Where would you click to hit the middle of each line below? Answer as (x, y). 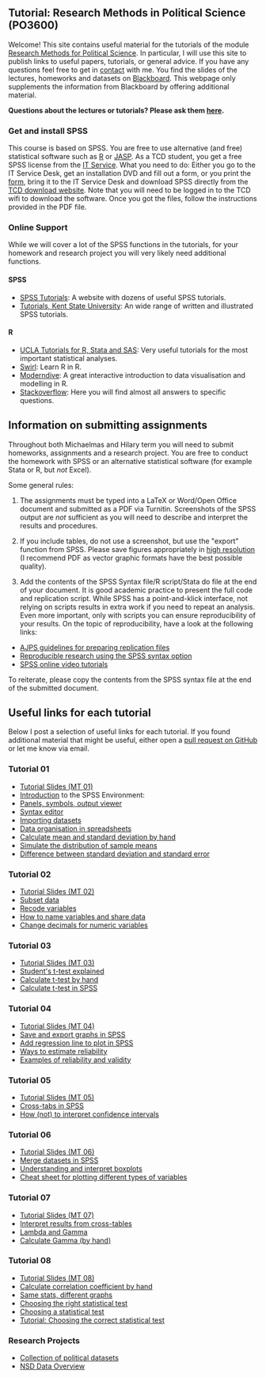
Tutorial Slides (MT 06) (57, 1152)
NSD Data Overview (52, 1366)
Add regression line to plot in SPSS (76, 1043)
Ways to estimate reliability (64, 1051)
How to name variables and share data (83, 917)
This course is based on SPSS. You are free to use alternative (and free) (125, 148)
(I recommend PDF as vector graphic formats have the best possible (131, 558)
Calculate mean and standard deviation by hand (98, 837)
